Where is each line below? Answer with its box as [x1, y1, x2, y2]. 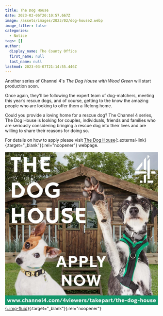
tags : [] [5, 39, 23, 44]
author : [5, 44, 21, 49]
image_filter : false [5, 23, 47, 28]
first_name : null [9, 54, 45, 59]
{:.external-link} [115, 137, 147, 143]
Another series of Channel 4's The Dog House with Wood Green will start [5, 78, 151, 84]
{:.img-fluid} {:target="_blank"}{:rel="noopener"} [5, 306, 102, 312]
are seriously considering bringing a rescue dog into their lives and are [5, 123, 147, 129]
